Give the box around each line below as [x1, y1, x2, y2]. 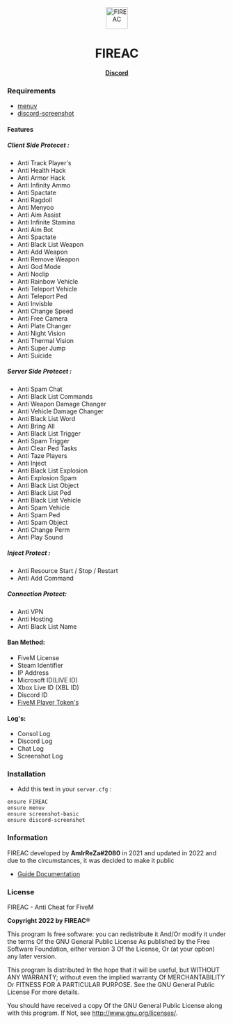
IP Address [17, 668, 49, 677]
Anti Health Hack [17, 166, 66, 174]
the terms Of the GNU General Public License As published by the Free [7, 938, 210, 945]
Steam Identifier [17, 661, 64, 669]
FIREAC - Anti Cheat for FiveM [7, 903, 94, 911]
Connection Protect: [7, 590, 67, 598]
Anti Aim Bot [17, 225, 54, 234]
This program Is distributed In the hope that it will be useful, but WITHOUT [7, 965, 220, 974]
